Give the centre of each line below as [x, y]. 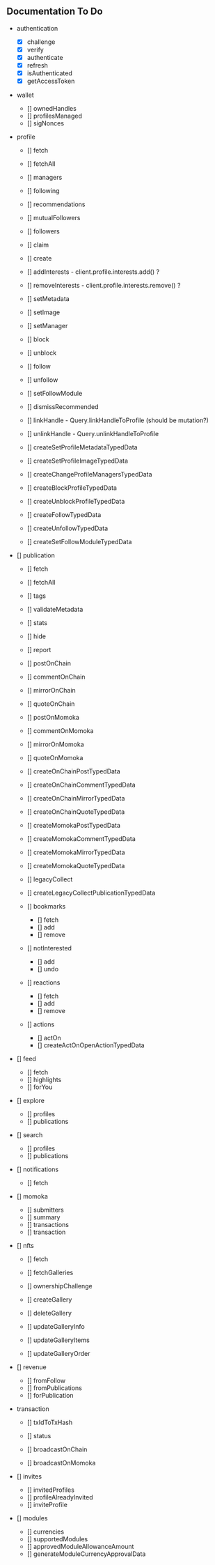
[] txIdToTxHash [50, 1423]
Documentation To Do [55, 11]
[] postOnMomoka [53, 718]
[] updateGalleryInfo [56, 1327]
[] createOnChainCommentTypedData [81, 785]
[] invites [29, 1477]
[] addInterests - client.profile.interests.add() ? [93, 272]
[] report [39, 650]
